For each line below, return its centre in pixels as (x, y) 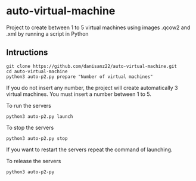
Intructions (27, 53)
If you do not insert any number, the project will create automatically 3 (92, 88)
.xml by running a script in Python (47, 33)
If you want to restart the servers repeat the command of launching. (89, 149)
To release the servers (34, 161)
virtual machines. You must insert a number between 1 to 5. (79, 94)
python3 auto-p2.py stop (37, 138)
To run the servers (29, 105)
